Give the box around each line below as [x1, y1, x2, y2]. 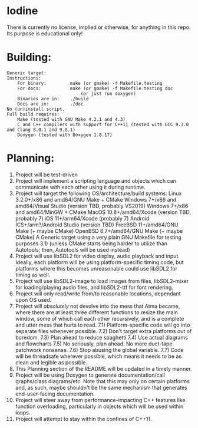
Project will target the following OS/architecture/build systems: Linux [15, 190, 182, 197]
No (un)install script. [6, 106, 65, 112]
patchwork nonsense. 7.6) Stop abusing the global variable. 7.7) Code [15, 346, 184, 353]
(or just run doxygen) [80, 90, 136, 97]
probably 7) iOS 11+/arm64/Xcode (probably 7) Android [15, 215, 150, 222]
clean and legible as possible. [15, 358, 88, 366]
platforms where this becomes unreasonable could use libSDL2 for [15, 265, 177, 272]
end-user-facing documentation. [15, 390, 95, 397]
